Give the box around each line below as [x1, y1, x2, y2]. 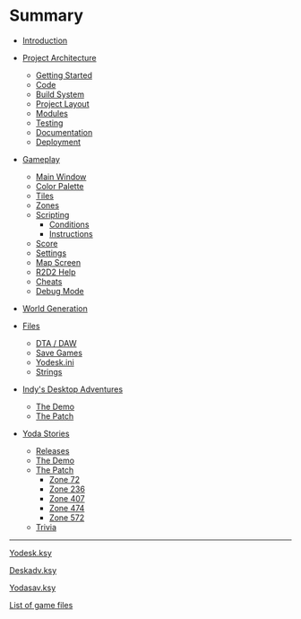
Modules [35, 108, 69, 118]
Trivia [35, 521, 56, 532]
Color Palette [35, 180, 84, 191]
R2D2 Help [35, 266, 76, 277]
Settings [35, 248, 67, 258]
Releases [35, 445, 70, 456]
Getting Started [35, 69, 92, 81]
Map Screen [35, 257, 82, 267]
